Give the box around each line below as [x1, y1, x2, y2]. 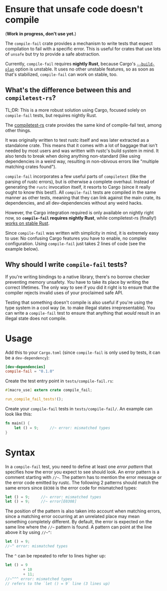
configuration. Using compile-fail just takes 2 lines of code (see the [5, 240, 146, 246]
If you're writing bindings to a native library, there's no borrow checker [5, 274, 150, 280]
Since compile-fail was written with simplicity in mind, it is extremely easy [5, 230, 159, 236]
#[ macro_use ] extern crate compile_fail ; [5, 388, 93, 393]
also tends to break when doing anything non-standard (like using [5, 153, 141, 159]
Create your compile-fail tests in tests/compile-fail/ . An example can [5, 406, 153, 411]
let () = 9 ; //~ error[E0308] [5, 499, 77, 504]
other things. [5, 127, 31, 133]
